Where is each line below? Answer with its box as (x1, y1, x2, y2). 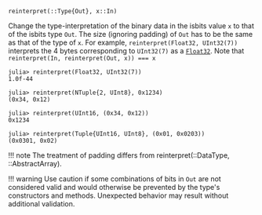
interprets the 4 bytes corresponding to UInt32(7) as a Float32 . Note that (8, 46, 245, 55)
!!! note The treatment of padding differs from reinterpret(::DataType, (8, 151, 230, 160)
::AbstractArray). (8, 159, 63, 168)
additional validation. (8, 199, 75, 208)
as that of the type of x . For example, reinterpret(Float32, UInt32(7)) (8, 38, 238, 47)
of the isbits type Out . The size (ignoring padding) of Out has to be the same (8, 30, 253, 38)
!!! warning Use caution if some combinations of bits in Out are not (8, 174, 221, 184)
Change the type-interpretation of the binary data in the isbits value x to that (8, 21, 255, 31)
